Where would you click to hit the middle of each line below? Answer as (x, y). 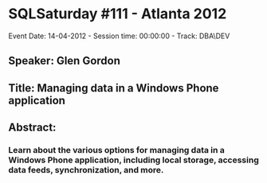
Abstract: (32, 128)
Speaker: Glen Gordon (65, 61)
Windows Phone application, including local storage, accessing (133, 160)
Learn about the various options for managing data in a (117, 150)
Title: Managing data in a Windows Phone (114, 88)
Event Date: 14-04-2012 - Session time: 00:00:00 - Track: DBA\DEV (119, 36)
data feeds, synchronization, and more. (86, 170)
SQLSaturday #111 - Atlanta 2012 (118, 14)
